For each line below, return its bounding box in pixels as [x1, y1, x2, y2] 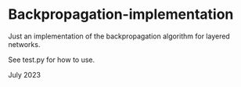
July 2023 [8, 70, 41, 79]
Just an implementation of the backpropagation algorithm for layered [8, 31, 231, 41]
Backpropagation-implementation [8, 5, 234, 24]
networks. [8, 39, 41, 49]
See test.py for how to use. [8, 55, 95, 64]
